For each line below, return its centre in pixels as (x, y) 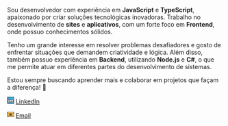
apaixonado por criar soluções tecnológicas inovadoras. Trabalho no (104, 17)
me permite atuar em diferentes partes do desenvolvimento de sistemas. (110, 67)
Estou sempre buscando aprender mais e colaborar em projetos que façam (113, 80)
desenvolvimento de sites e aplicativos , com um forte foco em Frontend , (111, 24)
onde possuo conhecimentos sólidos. (60, 32)
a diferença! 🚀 (27, 87)
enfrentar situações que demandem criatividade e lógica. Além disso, (105, 52)
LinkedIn (27, 101)
